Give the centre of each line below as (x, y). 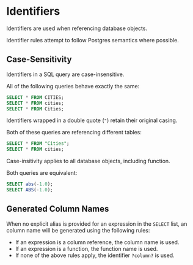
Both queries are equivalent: (42, 173)
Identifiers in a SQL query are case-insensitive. (65, 74)
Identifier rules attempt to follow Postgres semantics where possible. (93, 40)
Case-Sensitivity (39, 60)
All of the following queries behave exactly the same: (73, 86)
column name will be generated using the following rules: (78, 230)
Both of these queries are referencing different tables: (74, 132)
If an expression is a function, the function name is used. (86, 248)
